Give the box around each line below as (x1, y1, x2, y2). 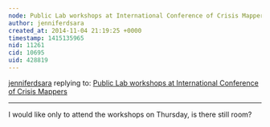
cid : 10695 (8, 49, 45, 57)
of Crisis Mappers (8, 86, 68, 96)
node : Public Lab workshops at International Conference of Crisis (8, 11, 239, 20)
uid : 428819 (8, 57, 48, 65)
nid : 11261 (8, 42, 45, 50)
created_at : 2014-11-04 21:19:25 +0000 (8, 26, 142, 34)
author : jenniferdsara (8, 19, 84, 27)
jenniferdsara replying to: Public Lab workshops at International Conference (8, 77, 259, 88)
